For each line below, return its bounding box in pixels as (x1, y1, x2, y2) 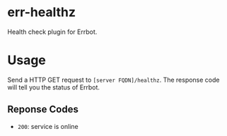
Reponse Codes (7, 104, 79, 116)
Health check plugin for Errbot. (7, 27, 98, 36)
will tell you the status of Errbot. (7, 82, 100, 92)
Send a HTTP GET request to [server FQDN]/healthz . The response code (7, 75, 220, 84)
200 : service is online (17, 122, 79, 130)
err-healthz (7, 4, 76, 20)
